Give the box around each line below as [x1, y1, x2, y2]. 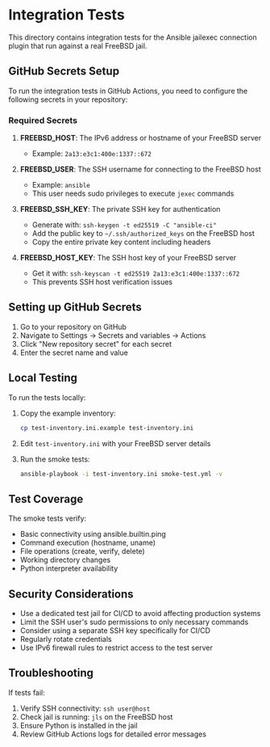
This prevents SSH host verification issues [31, 277, 173, 287]
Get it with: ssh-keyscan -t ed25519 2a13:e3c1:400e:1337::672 [31, 268, 240, 278]
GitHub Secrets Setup [8, 65, 119, 78]
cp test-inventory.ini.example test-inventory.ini [19, 424, 194, 432]
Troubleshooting [8, 666, 94, 680]
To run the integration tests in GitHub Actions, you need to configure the [8, 86, 248, 95]
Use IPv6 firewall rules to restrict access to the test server [19, 643, 214, 652]
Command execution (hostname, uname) [19, 538, 156, 547]
